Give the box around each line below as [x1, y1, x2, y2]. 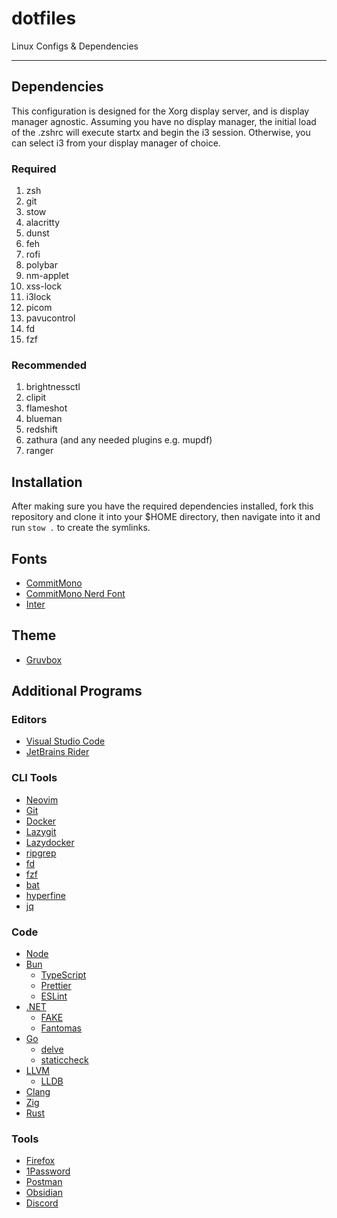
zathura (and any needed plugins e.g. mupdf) [25, 434, 213, 446]
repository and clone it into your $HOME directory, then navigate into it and [11, 511, 321, 523]
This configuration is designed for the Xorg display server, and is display [11, 105, 310, 117]
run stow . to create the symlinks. [11, 522, 151, 534]
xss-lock [25, 280, 63, 292]
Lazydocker [25, 836, 75, 848]
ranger [25, 445, 54, 457]
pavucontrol [25, 312, 76, 324]
